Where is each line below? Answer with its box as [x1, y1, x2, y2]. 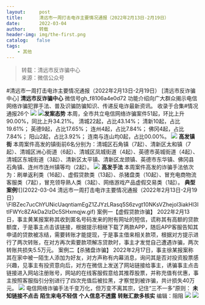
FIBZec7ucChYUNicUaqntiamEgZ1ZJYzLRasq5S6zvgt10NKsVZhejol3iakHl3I [8, 200, 199, 208]
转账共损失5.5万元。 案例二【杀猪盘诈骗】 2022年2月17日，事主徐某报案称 [6, 246, 194, 254]
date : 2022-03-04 [6, 20, 67, 26]
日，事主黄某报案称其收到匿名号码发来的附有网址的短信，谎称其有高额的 [6, 215, 188, 223]
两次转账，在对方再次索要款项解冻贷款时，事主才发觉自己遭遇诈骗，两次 [16, 238, 199, 246]
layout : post [6, 9, 51, 15]
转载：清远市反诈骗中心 [21, 66, 81, 73]
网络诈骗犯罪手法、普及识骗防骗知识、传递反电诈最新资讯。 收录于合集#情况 [6, 102, 198, 109]
